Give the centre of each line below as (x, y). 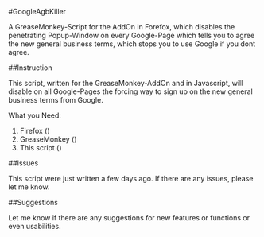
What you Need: (35, 115)
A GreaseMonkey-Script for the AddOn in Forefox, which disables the (122, 27)
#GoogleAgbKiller (37, 12)
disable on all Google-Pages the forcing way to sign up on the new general (130, 91)
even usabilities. (35, 226)
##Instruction (30, 68)
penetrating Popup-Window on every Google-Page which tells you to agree (132, 35)
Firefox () (35, 131)
